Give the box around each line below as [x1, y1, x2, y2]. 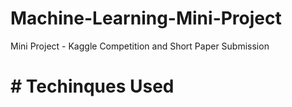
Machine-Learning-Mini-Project [10, 7, 282, 30]
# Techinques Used [10, 75, 175, 98]
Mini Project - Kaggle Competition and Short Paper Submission [10, 40, 270, 52]
